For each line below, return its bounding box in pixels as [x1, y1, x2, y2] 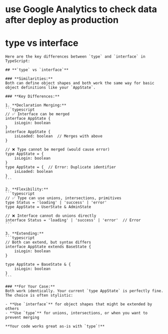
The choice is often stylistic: [5, 293, 73, 298]
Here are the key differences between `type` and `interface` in [5, 54, 145, 59]
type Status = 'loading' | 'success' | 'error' [5, 200, 107, 205]
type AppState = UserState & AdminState [5, 205, 92, 210]
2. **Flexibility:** [5, 187, 49, 192]
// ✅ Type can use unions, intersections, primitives [5, 196, 122, 201]
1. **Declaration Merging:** [5, 103, 67, 108]
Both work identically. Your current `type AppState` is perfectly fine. [5, 289, 164, 294]
